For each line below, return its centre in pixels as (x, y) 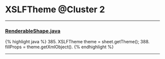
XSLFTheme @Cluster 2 (55, 10)
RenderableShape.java (33, 31)
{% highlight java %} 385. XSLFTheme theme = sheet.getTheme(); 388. (77, 42)
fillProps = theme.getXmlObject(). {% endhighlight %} (59, 47)
